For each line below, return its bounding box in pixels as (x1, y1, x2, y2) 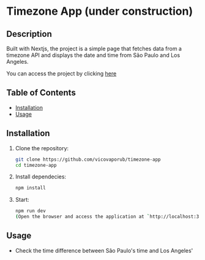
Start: (15, 196, 29, 204)
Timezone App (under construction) (6, 4, 193, 18)
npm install (15, 185, 46, 191)
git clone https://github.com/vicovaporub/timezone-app (15, 156, 161, 162)
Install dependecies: (15, 173, 66, 180)
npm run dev (15, 208, 46, 214)
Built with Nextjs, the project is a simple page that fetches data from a (6, 45, 182, 52)
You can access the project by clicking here (6, 70, 117, 77)
